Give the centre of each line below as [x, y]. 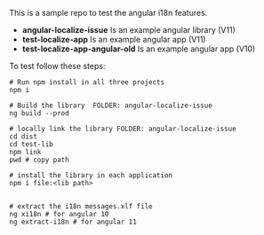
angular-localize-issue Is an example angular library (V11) [128, 30]
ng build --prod [39, 114]
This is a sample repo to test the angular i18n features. [108, 13]
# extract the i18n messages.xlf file [81, 207]
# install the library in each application [91, 176]
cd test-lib [31, 145]
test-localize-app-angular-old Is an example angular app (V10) [139, 49]
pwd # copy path [39, 160]
